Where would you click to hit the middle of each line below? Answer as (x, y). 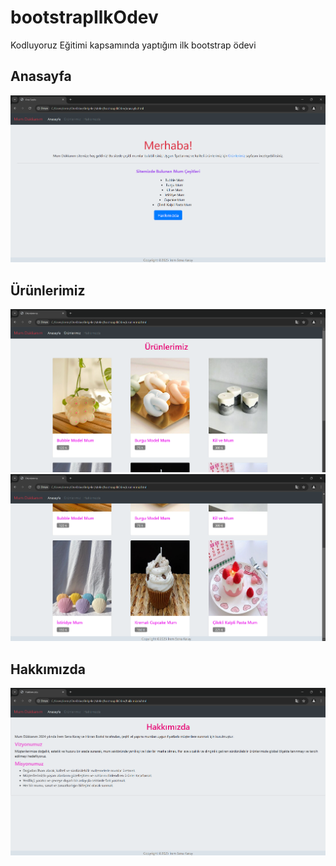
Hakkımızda (48, 669)
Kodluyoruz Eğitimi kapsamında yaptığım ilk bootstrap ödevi (133, 45)
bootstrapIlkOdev (84, 17)
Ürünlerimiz (48, 290)
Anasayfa (41, 76)
